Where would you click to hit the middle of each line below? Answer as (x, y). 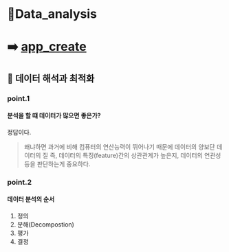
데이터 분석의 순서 (31, 199)
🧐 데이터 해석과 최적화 (51, 78)
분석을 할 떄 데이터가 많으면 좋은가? (54, 115)
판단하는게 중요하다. (64, 163)
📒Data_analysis (52, 14)
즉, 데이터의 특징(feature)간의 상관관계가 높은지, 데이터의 (126, 155)
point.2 (20, 182)
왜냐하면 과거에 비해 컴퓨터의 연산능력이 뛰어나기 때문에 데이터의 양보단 (119, 146)
